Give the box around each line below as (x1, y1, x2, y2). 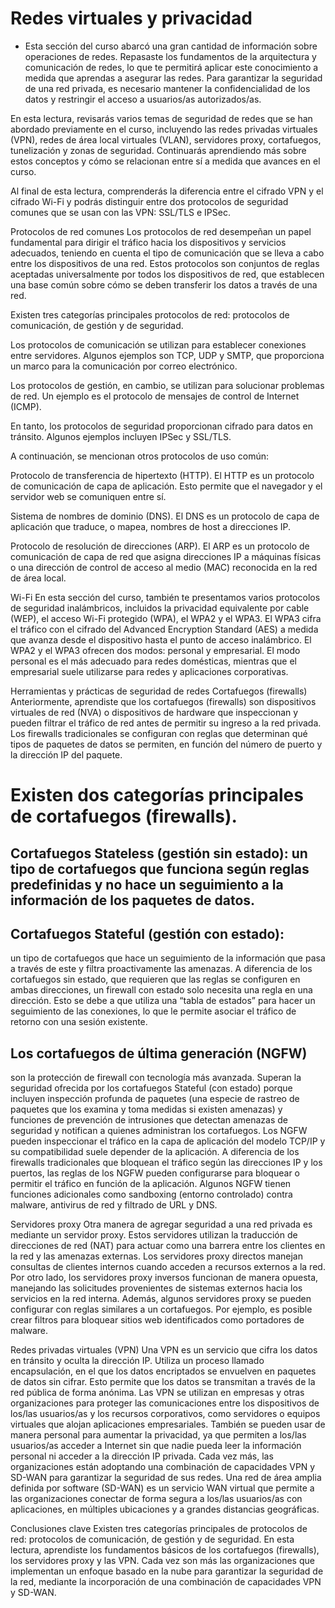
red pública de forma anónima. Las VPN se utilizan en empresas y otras (10, 1387, 305, 1399)
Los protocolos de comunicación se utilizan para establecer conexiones (10, 338, 307, 351)
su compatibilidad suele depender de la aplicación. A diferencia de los (10, 1146, 300, 1158)
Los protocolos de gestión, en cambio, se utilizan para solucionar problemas (10, 379, 325, 391)
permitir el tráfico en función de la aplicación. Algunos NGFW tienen (10, 1178, 292, 1190)
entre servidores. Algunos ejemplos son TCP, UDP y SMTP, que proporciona (10, 349, 325, 361)
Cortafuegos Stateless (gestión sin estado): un (10, 845, 308, 862)
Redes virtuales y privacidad (10, 7, 253, 30)
